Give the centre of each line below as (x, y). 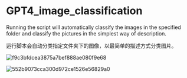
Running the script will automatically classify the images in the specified (93, 27)
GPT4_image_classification (74, 11)
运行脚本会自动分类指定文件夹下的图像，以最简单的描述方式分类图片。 (91, 45)
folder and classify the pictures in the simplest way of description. (86, 33)
